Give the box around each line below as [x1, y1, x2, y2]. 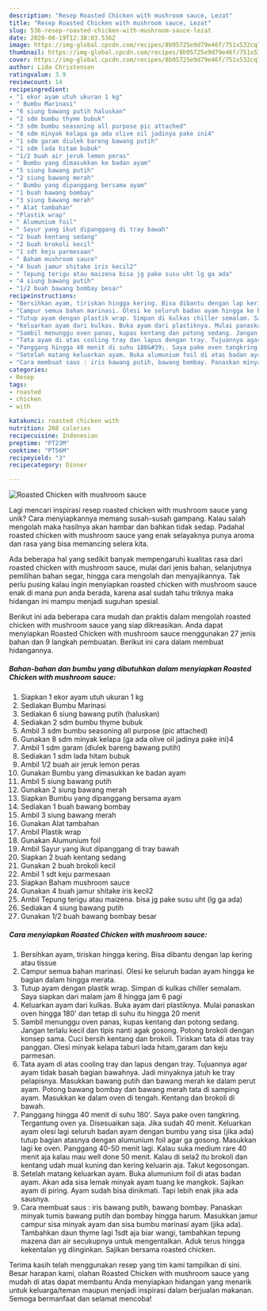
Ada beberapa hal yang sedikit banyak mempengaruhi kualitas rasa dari [9, 555, 243, 564]
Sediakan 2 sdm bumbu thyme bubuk [20, 717, 143, 727]
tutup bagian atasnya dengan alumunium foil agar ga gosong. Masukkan [20, 1136, 257, 1145]
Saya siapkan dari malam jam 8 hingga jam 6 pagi [20, 992, 183, 1002]
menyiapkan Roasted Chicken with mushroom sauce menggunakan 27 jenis [9, 629, 256, 639]
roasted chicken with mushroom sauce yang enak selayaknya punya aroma [9, 531, 254, 540]
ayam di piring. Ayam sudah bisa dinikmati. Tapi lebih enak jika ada [20, 1186, 238, 1195]
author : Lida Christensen [9, 63, 94, 71]
